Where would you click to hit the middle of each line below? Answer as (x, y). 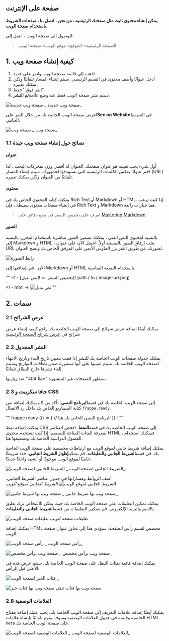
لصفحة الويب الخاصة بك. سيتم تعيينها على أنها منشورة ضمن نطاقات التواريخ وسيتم (82, 364)
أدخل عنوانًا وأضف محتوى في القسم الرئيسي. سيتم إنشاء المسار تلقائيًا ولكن (84, 79)
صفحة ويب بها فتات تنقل (78, 588)
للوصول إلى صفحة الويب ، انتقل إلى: (40, 35)
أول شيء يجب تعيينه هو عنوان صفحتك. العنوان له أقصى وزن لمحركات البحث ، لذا (81, 166)
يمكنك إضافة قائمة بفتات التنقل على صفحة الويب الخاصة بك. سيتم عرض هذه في (80, 563)
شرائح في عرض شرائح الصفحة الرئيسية (43, 334)
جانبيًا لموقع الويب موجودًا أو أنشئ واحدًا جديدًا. (49, 459)
